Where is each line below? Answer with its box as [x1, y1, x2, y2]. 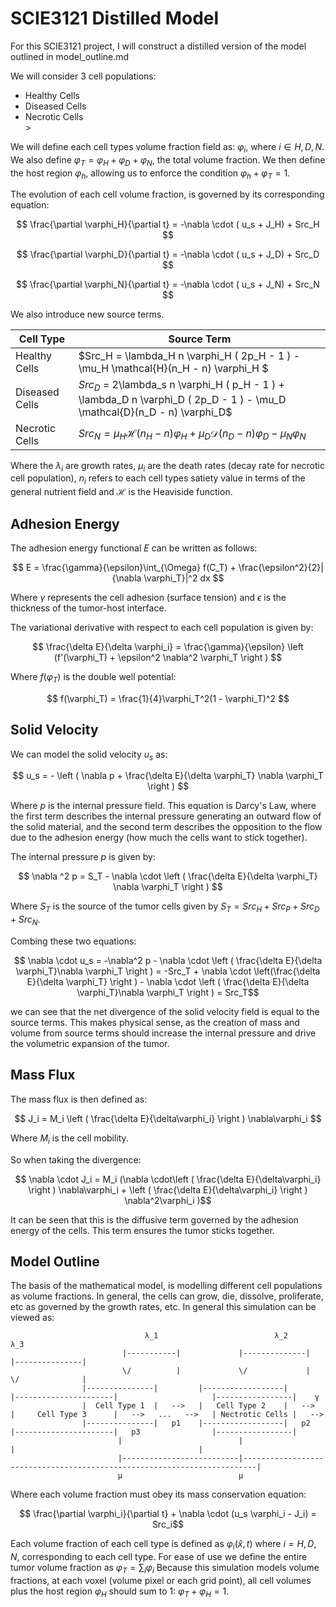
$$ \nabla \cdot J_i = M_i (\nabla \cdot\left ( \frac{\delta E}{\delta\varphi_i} [14, 1173, 322, 1185]
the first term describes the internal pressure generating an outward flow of [10, 810, 322, 822]
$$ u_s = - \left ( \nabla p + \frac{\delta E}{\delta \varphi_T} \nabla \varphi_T [12, 770, 324, 782]
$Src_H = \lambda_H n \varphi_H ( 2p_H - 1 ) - [78, 349, 301, 363]
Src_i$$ [151, 1518, 185, 1531]
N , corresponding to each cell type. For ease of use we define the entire [10, 1551, 308, 1563]
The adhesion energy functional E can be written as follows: [10, 542, 258, 554]
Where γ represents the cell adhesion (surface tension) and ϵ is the [10, 591, 287, 603]
